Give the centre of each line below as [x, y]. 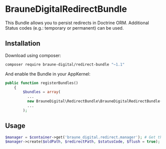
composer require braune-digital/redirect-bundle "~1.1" [65, 64]
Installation [23, 44]
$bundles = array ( [42, 92]
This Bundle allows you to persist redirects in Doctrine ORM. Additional [77, 23]
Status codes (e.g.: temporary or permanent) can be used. [64, 28]
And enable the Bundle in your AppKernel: [48, 74]
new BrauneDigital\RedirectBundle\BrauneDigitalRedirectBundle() [96, 101]
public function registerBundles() [42, 83]
